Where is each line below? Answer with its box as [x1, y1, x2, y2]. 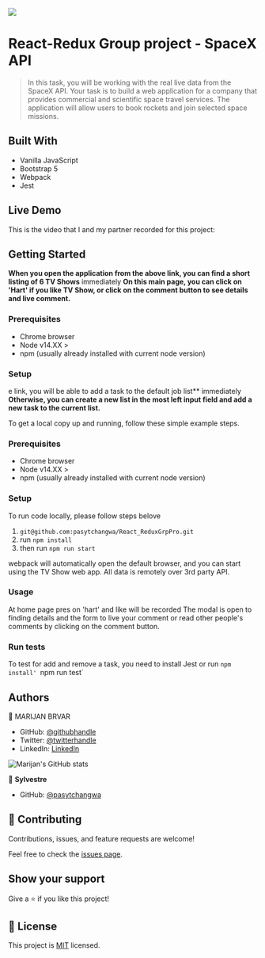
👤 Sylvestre [8, 774, 47, 784]
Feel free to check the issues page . [8, 849, 123, 859]
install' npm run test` [8, 668, 85, 677]
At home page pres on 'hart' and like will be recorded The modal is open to [8, 605, 252, 614]
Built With [8, 135, 58, 148]
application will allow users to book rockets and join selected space [27, 103, 248, 113]
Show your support [8, 872, 105, 886]
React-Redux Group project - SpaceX [8, 35, 257, 53]
